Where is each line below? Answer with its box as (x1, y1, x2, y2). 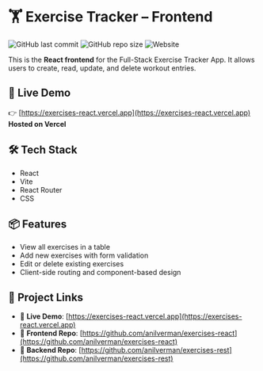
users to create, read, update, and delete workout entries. (8, 63, 196, 73)
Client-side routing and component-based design (19, 268, 181, 277)
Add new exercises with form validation (19, 251, 149, 260)
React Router (19, 185, 63, 194)
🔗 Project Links (8, 290, 84, 304)
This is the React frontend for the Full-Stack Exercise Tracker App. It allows (8, 55, 255, 64)
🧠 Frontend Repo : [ (19, 328, 83, 338)
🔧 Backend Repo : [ (19, 346, 82, 355)
